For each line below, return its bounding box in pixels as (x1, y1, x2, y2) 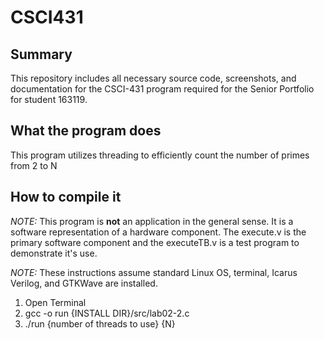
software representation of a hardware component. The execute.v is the (10, 226, 307, 238)
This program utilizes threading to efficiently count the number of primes (10, 149, 310, 161)
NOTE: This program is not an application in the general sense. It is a (10, 215, 294, 227)
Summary (10, 46, 73, 63)
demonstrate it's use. (10, 247, 98, 259)
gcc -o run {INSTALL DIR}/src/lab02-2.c (24, 307, 190, 319)
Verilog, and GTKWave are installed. (10, 277, 158, 289)
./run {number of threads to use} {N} (24, 317, 176, 330)
